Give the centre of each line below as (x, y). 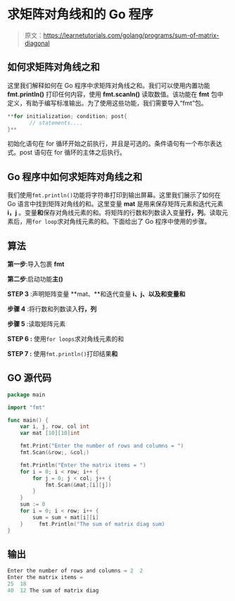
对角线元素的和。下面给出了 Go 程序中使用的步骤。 (137, 222)
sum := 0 (33, 505)
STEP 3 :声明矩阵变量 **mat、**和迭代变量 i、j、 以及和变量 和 (96, 294)
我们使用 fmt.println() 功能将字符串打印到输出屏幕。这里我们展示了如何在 (114, 195)
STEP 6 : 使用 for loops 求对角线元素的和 (66, 339)
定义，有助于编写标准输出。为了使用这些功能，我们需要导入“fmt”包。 (107, 103)
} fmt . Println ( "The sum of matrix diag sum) (93, 524)
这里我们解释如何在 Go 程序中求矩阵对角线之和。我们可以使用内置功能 (109, 85)
